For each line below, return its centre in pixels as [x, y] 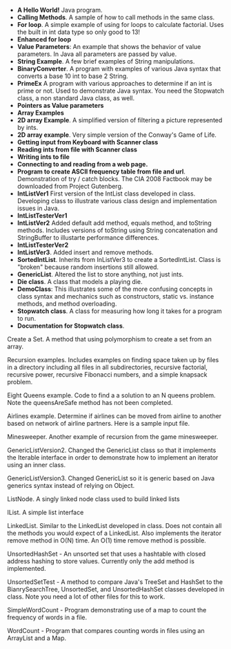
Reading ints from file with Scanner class [77, 149]
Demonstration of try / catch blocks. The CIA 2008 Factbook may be [114, 179]
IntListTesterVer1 [42, 216]
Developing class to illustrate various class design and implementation [117, 201]
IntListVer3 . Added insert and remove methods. [85, 252]
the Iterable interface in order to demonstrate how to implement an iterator [113, 458]
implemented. [27, 568]
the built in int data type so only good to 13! [78, 32]
